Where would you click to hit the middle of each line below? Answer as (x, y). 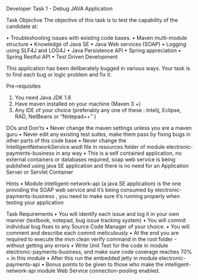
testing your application (35, 202)
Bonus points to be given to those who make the (105, 264)
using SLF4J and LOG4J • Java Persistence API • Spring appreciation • (94, 50)
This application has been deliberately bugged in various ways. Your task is (98, 68)
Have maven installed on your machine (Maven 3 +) (78, 104)
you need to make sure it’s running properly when (119, 196)
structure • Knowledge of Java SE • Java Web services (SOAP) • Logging (96, 44)
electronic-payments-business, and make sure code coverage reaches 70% (99, 252)
